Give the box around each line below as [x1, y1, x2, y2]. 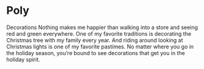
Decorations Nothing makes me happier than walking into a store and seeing [6, 24, 198, 31]
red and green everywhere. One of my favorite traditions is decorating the [6, 30, 192, 37]
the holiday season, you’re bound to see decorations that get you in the [6, 49, 185, 56]
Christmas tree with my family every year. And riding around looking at [6, 36, 183, 44]
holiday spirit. [6, 56, 41, 63]
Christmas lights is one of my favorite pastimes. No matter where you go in [6, 43, 194, 50]
